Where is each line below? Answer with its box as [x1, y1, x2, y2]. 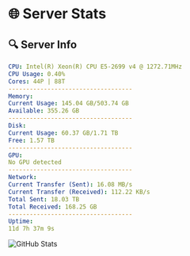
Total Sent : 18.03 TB [8, 195, 80, 203]
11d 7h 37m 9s [8, 225, 55, 233]
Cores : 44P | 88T [8, 77, 66, 86]
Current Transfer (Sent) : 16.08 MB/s [8, 181, 133, 189]
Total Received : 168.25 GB [8, 203, 97, 211]
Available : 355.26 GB [8, 107, 80, 115]
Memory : [8, 92, 34, 100]
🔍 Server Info [8, 37, 78, 52]
